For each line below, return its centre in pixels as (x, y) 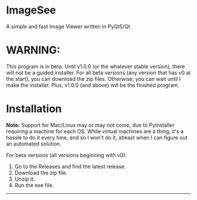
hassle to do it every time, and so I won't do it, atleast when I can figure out (97, 137)
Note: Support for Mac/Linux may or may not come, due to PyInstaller (90, 125)
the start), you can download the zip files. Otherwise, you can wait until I (93, 79)
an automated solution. (34, 144)
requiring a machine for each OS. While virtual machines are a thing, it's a (95, 131)
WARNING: (33, 50)
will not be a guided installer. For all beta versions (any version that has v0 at (98, 72)
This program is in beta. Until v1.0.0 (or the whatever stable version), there (96, 66)
